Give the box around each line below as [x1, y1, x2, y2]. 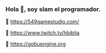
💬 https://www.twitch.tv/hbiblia [5, 29, 80, 36]
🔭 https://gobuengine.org [5, 40, 66, 48]
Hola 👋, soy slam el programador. [5, 5, 101, 13]
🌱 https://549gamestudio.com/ [5, 18, 79, 25]
